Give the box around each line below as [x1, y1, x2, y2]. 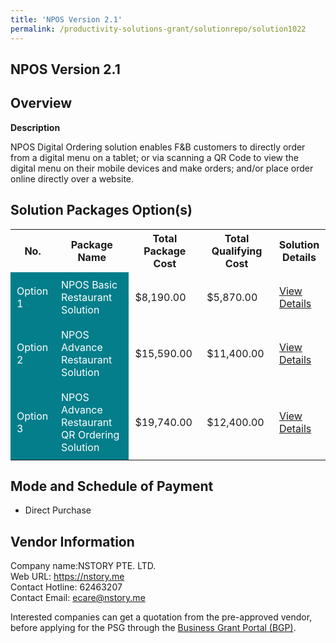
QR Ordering [61, 427, 120, 441]
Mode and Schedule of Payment [10, 477, 214, 495]
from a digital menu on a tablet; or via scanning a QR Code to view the [10, 151, 299, 163]
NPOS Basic [61, 277, 118, 291]
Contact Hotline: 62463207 [10, 581, 123, 593]
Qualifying [211, 244, 263, 258]
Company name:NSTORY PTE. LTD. [10, 560, 157, 572]
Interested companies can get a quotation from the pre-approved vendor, [10, 611, 313, 623]
